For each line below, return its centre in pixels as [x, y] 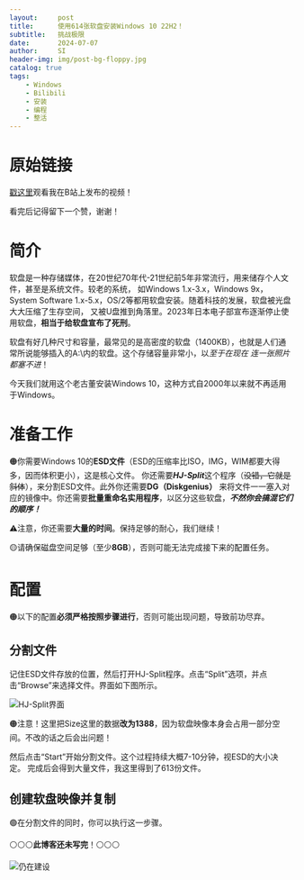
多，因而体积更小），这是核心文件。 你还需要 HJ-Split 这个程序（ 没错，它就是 [150, 475]
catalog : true [36, 68]
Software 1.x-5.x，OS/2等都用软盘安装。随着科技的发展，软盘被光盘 [165, 300]
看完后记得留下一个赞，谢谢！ [64, 212]
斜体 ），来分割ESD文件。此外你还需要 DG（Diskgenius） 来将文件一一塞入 [146, 486]
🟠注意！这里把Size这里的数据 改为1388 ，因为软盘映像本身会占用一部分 [141, 723]
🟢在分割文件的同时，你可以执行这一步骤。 [88, 822]
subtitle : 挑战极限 [47, 34]
